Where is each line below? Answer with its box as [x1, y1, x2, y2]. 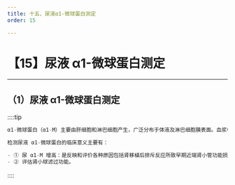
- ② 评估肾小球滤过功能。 [7, 158, 75, 165]
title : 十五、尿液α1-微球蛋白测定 [7, 10, 97, 18]
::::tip [7, 113, 22, 121]
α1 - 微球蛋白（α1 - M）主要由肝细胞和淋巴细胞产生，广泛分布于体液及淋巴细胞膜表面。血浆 [7, 127, 227, 134]
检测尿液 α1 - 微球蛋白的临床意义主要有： [7, 139, 108, 146]
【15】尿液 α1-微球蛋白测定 [7, 55, 166, 71]
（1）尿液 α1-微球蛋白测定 [7, 94, 120, 106]
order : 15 [7, 17, 36, 24]
